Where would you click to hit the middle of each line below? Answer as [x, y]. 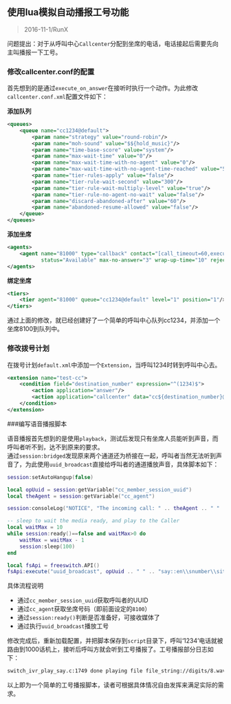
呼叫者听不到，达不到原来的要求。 [55, 447]
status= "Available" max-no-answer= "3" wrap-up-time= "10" [124, 260]
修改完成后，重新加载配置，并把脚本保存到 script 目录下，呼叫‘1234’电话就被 [115, 641]
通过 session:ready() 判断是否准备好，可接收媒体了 [88, 617]
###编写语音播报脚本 [37, 424]
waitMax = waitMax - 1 [52, 540]
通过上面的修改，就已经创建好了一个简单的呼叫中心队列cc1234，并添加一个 [114, 320]
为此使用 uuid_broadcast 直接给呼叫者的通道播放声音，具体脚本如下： [122, 464]
